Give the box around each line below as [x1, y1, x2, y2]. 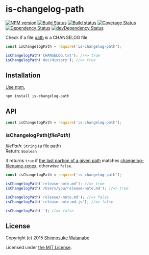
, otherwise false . [36, 163, 73, 169]
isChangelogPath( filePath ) [5, 131, 71, 138]
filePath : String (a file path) [5, 143, 61, 149]
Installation [5, 71, 41, 79]
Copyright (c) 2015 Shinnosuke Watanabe [5, 235, 90, 241]
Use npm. [5, 84, 25, 90]
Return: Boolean [5, 148, 37, 154]
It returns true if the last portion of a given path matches [5, 158, 120, 163]
